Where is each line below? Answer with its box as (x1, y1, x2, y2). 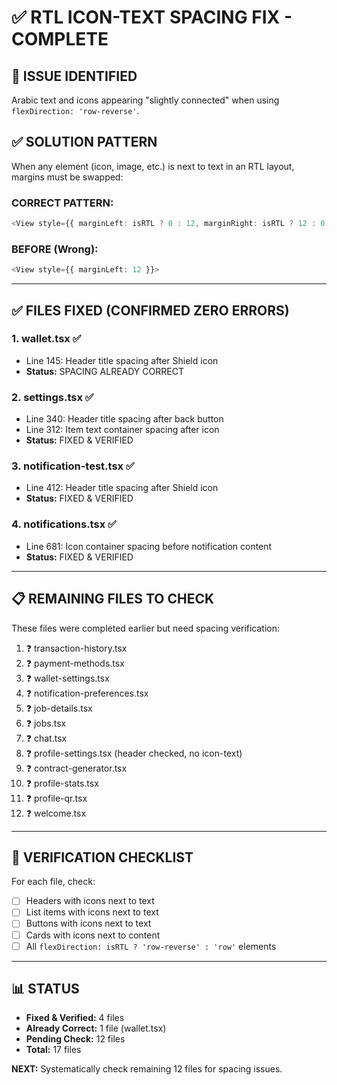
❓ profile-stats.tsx (25, 777, 99, 789)
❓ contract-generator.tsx (25, 762, 128, 774)
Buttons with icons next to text (25, 917, 152, 930)
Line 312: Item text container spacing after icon (25, 424, 220, 436)
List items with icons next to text (25, 906, 159, 918)
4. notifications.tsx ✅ (11, 517, 117, 531)
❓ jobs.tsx (25, 717, 67, 729)
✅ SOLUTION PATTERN (11, 134, 158, 151)
